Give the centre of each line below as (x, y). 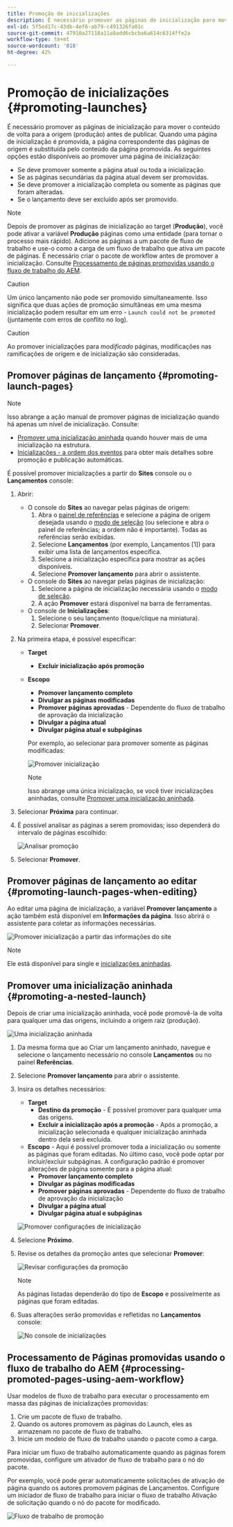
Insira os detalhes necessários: (61, 1089)
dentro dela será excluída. (75, 1140)
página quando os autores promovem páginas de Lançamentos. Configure (113, 1488)
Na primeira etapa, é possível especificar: (77, 639)
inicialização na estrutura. (54, 444)
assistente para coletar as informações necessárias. (81, 924)
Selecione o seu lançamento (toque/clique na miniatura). (119, 618)
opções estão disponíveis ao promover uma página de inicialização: (104, 156)
